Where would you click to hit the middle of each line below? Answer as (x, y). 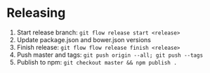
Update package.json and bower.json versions (84, 39)
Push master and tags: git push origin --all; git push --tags (110, 55)
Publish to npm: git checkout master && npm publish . (97, 62)
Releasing (36, 13)
